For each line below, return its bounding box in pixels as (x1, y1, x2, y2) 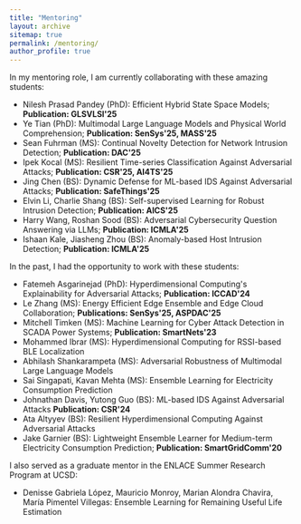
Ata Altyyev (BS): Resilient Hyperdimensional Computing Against (22, 413, 264, 424)
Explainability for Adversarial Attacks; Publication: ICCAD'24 (22, 288, 250, 299)
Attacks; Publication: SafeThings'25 (22, 186, 160, 197)
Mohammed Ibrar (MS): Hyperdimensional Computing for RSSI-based (22, 336, 282, 347)
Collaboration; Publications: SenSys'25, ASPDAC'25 (22, 307, 221, 318)
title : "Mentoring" (9, 13, 83, 23)
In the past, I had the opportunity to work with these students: (9, 261, 240, 272)
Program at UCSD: (9, 470, 79, 480)
